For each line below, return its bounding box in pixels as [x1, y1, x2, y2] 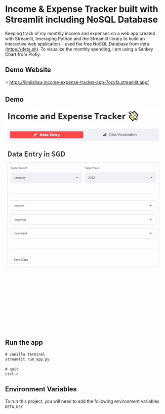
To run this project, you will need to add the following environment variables [5, 398, 160, 404]
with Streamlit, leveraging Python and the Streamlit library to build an [5, 36, 145, 42]
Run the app [5, 338, 43, 347]
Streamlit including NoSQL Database [5, 14, 158, 25]
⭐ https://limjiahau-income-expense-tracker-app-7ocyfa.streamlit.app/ [5, 79, 149, 85]
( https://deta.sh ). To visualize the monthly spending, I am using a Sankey [5, 46, 153, 52]
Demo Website [5, 66, 51, 74]
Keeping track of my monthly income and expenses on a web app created [5, 30, 156, 36]
